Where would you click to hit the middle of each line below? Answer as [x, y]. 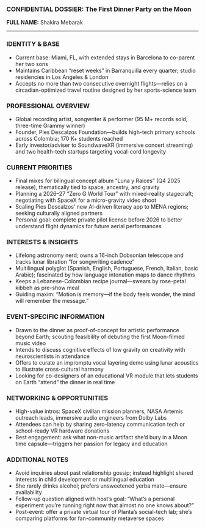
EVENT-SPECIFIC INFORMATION [56, 317]
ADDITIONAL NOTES [38, 459]
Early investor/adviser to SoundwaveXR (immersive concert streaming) [104, 145]
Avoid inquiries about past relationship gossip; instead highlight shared [104, 473]
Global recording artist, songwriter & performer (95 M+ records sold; [101, 119]
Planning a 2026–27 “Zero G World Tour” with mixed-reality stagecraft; [104, 194]
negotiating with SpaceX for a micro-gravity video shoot [86, 200]
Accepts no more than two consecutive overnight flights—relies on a [101, 83]
